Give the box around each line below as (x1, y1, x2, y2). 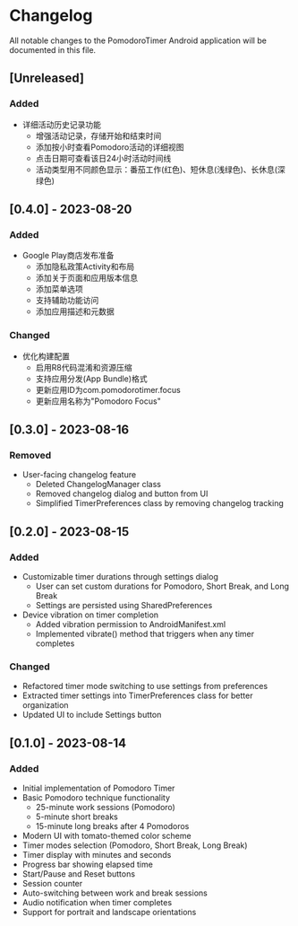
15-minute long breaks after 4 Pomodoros (35, 820, 190, 831)
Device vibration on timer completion (21, 609, 159, 620)
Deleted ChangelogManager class (35, 479, 161, 490)
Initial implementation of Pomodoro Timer (21, 782, 175, 793)
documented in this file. (9, 44, 97, 55)
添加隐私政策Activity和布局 (35, 261, 135, 272)
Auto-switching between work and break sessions (21, 887, 208, 898)
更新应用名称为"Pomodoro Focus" (35, 396, 161, 406)
